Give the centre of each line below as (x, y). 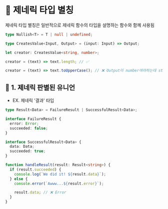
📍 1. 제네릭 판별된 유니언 (40, 87)
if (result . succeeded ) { (35, 169)
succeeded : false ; (29, 128)
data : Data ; (22, 146)
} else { (19, 179)
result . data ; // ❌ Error (40, 192)
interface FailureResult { (33, 119)
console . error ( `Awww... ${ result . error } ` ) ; (59, 183)
